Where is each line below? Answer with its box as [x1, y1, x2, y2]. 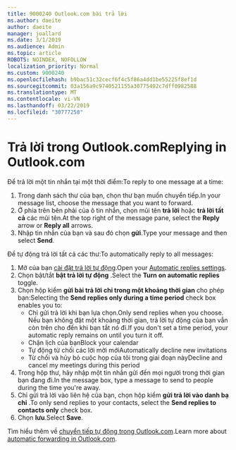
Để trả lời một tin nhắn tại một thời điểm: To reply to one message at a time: [7, 177, 224, 186]
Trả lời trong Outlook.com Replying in [7, 139, 227, 155]
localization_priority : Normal [7, 63, 99, 70]
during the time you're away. [17, 383, 101, 391]
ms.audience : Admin [7, 43, 65, 50]
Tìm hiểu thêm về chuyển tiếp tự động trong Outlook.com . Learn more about [7, 427, 227, 435]
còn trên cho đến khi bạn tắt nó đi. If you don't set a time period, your [27, 323, 229, 332]
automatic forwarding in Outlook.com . [7, 434, 118, 443]
